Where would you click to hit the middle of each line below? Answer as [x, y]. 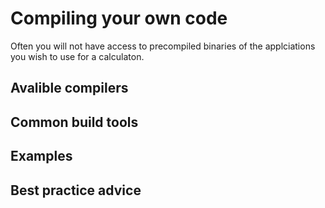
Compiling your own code [119, 18]
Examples [41, 156]
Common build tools [74, 122]
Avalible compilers [69, 88]
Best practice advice [76, 190]
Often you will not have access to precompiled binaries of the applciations [163, 46]
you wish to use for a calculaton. [77, 56]
